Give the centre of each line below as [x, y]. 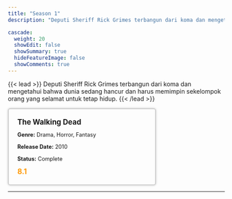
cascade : [20, 32]
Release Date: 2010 [43, 146]
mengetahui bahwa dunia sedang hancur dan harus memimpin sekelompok [114, 91]
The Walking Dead [50, 122]
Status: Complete [40, 159]
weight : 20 [30, 39]
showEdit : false [37, 45]
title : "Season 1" [34, 13]
